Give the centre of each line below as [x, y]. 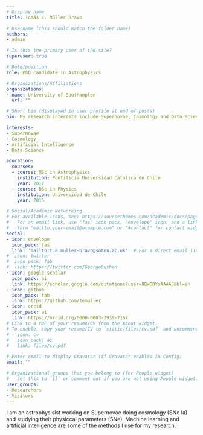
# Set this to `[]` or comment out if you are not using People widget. [102, 379]
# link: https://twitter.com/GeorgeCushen [62, 267]
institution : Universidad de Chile [62, 195]
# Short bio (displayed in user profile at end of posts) [81, 111]
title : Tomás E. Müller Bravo [44, 17]
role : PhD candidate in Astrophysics [54, 72]
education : [20, 161]
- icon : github [25, 290]
